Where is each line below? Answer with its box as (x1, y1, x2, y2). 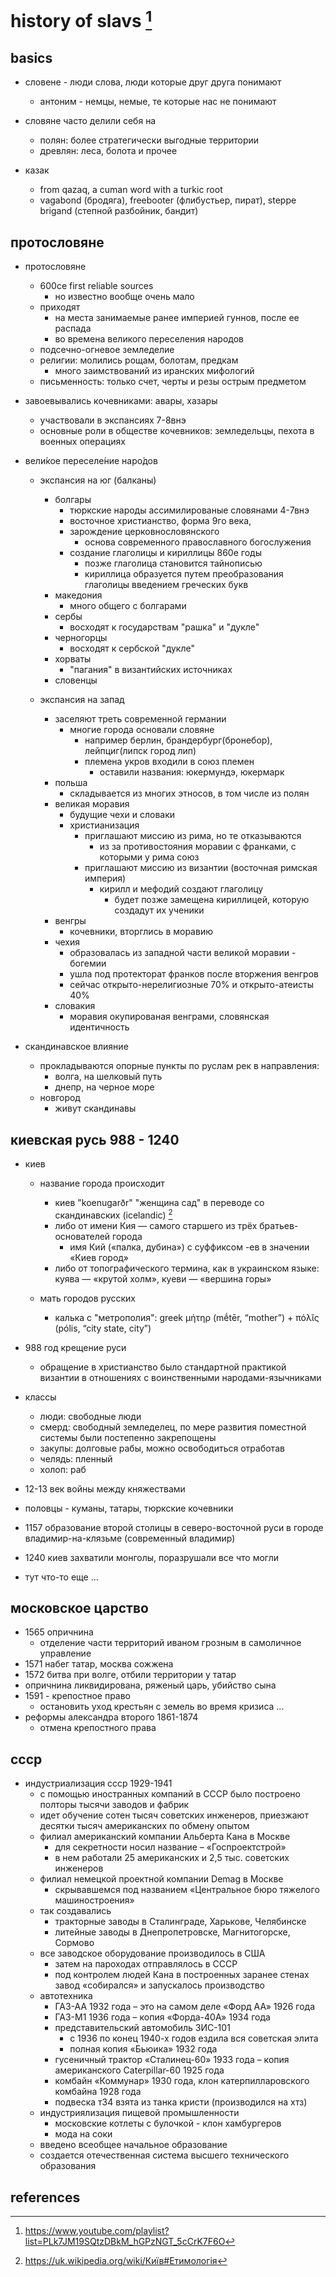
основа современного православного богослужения (84, 536, 312, 548)
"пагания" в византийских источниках (69, 664, 233, 676)
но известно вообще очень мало (54, 291, 195, 303)
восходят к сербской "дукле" (69, 642, 195, 655)
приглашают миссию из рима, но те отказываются (84, 830, 302, 842)
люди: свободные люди (39, 1410, 142, 1422)
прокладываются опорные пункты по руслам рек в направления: (39, 1060, 320, 1072)
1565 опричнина (24, 1626, 94, 1638)
